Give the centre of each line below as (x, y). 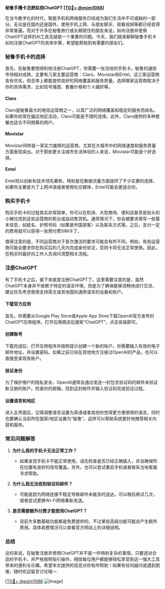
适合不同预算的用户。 (35, 122)
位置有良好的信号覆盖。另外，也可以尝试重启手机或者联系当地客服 (91, 467)
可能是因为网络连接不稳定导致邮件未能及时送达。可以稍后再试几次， (88, 494)
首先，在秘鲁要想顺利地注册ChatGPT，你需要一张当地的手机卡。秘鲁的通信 (81, 68)
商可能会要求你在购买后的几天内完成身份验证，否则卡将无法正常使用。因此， (82, 248)
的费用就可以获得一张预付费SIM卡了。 (43, 231)
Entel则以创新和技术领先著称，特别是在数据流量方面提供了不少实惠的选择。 (81, 181)
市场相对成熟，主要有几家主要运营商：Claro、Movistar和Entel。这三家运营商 (82, 75)
